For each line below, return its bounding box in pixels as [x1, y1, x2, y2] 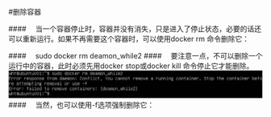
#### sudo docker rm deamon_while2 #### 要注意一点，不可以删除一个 [8, 51, 263, 60]
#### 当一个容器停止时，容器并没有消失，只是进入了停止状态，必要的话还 [8, 24, 262, 34]
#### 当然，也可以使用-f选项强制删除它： [8, 99, 155, 110]
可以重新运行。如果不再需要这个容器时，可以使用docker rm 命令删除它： [8, 34, 250, 43]
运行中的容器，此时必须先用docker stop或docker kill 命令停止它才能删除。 [8, 61, 254, 71]
